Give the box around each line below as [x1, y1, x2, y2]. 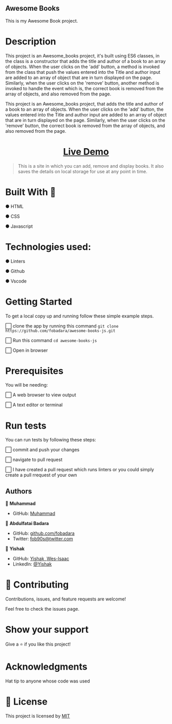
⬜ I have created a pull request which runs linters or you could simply [5, 467, 155, 473]
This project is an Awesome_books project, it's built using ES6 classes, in [5, 52, 160, 58]
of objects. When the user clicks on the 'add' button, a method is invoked [5, 64, 160, 70]
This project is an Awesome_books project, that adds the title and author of [5, 100, 164, 107]
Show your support [5, 624, 89, 635]
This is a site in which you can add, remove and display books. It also [17, 163, 164, 169]
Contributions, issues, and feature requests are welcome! [5, 596, 126, 602]
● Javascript [5, 223, 33, 229]
